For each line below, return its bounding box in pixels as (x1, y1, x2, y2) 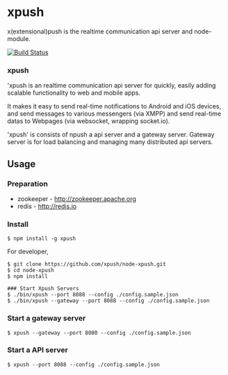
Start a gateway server (7, 314, 86, 324)
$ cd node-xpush (7, 267, 54, 274)
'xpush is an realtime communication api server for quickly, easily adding (7, 81, 216, 90)
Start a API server (7, 345, 68, 355)
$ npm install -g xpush (7, 235, 76, 242)
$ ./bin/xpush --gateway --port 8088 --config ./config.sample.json (7, 297, 210, 305)
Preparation (7, 179, 49, 189)
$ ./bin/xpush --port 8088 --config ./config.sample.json (7, 292, 179, 298)
